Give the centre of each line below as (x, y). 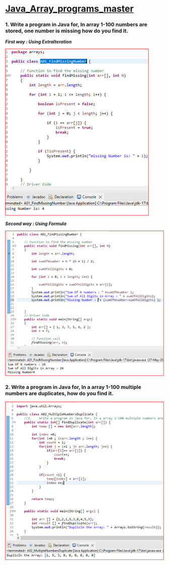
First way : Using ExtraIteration (38, 42)
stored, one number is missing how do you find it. (67, 31)
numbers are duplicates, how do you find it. (59, 393)
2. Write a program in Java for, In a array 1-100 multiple (73, 387)
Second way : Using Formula (36, 224)
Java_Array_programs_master (70, 9)
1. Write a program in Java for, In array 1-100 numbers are (76, 25)
